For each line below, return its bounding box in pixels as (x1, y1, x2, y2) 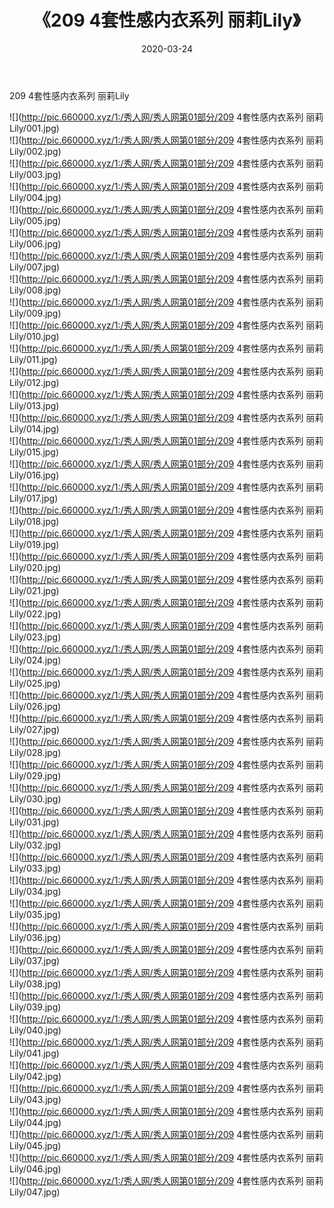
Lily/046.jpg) (9, 1162, 62, 1175)
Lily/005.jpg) (9, 214, 62, 226)
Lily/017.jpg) (9, 492, 59, 504)
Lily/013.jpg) (9, 399, 60, 411)
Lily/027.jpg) (9, 723, 61, 735)
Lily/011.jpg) (9, 353, 58, 365)
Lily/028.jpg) (9, 746, 62, 758)
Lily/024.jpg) (9, 654, 62, 666)
